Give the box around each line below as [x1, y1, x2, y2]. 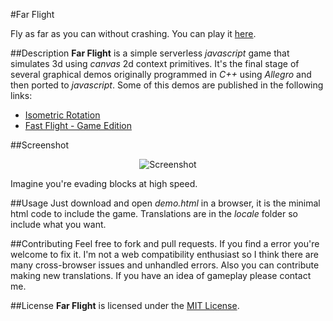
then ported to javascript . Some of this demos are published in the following [10, 79, 324, 91]
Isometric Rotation [24, 109, 101, 121]
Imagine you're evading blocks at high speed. [10, 178, 198, 189]
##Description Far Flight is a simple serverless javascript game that [10, 47, 290, 59]
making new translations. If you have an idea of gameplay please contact [10, 270, 312, 281]
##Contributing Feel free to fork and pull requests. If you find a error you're [10, 238, 320, 249]
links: [10, 90, 33, 101]
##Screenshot [10, 139, 69, 151]
